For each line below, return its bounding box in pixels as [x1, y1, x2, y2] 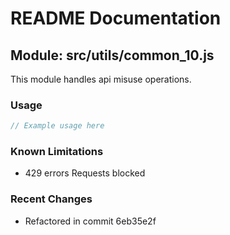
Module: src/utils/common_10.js [10, 47, 215, 64]
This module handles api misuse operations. [10, 73, 192, 85]
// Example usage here [10, 121, 105, 131]
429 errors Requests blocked [24, 167, 146, 179]
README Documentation [10, 7, 222, 30]
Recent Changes [10, 192, 93, 206]
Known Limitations [10, 145, 104, 159]
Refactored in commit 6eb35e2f [24, 215, 157, 227]
